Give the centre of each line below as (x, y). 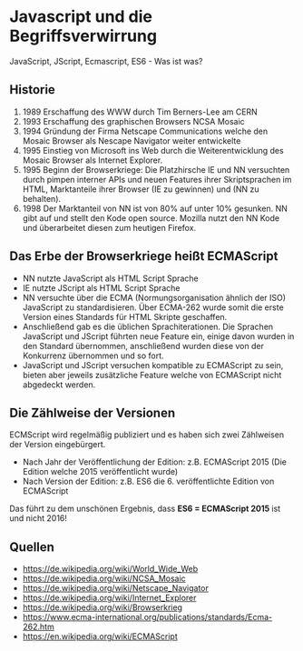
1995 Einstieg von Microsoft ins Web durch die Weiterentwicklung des (153, 150)
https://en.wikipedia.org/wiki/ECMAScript (100, 636)
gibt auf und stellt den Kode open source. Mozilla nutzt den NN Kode (151, 218)
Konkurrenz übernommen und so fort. (93, 356)
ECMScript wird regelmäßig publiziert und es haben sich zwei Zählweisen (147, 435)
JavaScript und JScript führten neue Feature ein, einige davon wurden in (158, 336)
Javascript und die (81, 17)
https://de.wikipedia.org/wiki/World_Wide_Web (110, 569)
